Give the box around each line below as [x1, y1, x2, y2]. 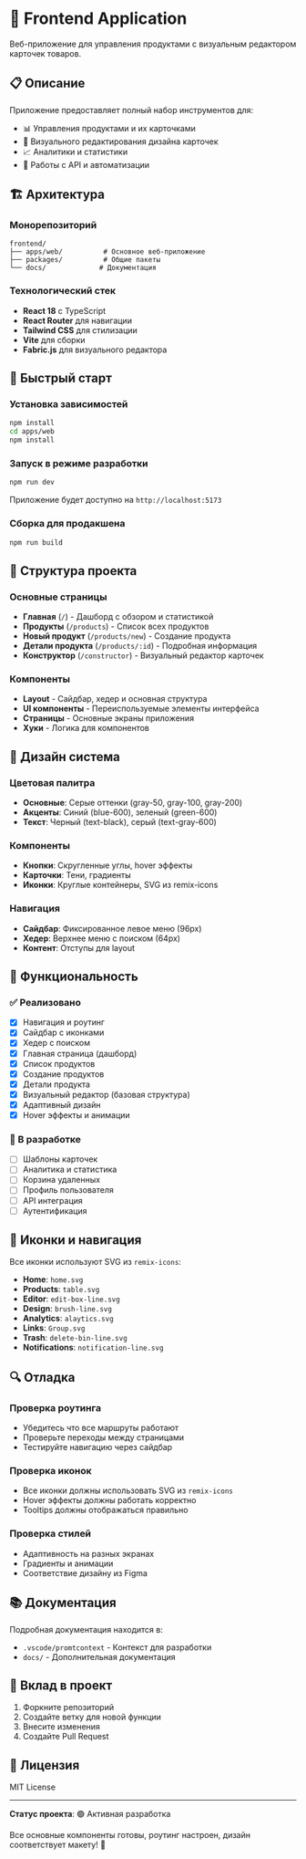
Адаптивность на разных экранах [22, 1548, 155, 1559]
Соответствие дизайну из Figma [22, 1567, 148, 1578]
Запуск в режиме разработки [9, 456, 148, 469]
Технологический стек [9, 285, 117, 298]
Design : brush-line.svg [22, 1303, 112, 1314]
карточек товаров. [9, 47, 82, 58]
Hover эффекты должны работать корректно [22, 1495, 197, 1506]
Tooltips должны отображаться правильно [22, 1505, 189, 1516]
